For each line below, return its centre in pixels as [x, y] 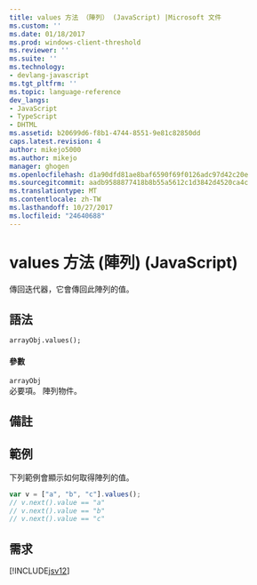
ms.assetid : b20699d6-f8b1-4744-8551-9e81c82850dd [105, 133]
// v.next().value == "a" [57, 502]
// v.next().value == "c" [57, 519]
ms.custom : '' [36, 26]
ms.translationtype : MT [53, 191]
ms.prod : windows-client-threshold [75, 42]
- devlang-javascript [49, 76]
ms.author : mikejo [43, 158]
